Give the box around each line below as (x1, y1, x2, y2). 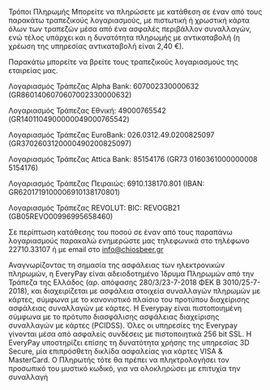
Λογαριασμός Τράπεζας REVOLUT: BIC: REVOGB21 (8, 203, 180, 212)
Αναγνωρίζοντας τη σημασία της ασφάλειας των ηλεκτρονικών (8, 260, 225, 270)
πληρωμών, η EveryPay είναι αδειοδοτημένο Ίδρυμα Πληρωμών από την (8, 269, 255, 278)
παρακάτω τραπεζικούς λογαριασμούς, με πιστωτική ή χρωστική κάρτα (8, 15, 250, 25)
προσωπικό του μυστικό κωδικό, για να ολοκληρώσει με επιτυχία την (8, 364, 241, 373)
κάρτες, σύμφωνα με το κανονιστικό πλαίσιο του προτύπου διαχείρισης (8, 295, 250, 304)
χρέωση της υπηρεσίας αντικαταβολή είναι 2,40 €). (8, 41, 184, 51)
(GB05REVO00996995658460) (8, 212, 114, 221)
